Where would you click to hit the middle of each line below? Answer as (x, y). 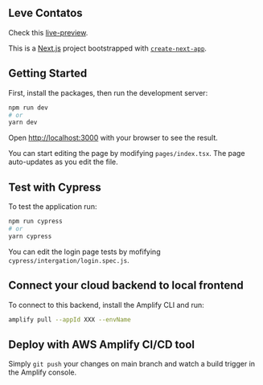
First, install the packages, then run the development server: (108, 92)
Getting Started (48, 74)
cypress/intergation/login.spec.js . (69, 260)
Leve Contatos (45, 13)
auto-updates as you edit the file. (63, 162)
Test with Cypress (55, 187)
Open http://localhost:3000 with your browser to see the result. (113, 138)
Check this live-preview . (48, 32)
